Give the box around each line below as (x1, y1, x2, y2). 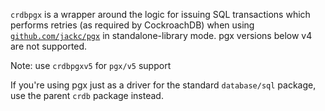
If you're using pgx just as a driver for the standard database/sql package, (10, 79, 317, 91)
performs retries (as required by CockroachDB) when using (10, 19, 255, 31)
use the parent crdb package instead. (10, 90, 164, 101)
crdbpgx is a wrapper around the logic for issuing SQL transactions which (10, 9, 311, 20)
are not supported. (10, 40, 88, 52)
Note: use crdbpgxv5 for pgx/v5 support (10, 60, 172, 71)
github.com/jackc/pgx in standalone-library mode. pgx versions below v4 (10, 30, 313, 41)
